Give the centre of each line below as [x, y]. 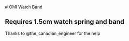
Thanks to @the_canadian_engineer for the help [53, 33]
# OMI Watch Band [24, 7]
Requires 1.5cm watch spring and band [65, 22]
